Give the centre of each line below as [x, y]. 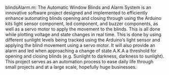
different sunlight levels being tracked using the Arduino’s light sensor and [83, 40]
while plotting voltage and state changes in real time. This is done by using [83, 34]
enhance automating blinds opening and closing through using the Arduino [83, 18]
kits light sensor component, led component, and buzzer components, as [82, 23]
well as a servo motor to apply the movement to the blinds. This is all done [83, 29]
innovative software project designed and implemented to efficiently [77, 13]
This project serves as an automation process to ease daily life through [79, 61]
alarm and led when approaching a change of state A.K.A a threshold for [81, 51]
